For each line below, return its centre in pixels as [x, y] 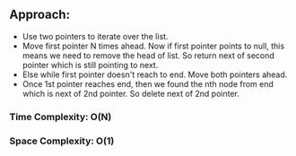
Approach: [39, 15]
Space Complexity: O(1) [62, 141]
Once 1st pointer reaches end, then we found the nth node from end [148, 83]
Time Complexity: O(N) [61, 117]
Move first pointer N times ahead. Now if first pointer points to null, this [153, 46]
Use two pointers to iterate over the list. [95, 36]
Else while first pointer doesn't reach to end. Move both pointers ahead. [155, 74]
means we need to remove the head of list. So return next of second [148, 55]
